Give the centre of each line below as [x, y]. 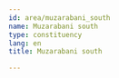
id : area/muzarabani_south [59, 18]
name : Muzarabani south [54, 26]
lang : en [25, 43]
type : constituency [45, 34]
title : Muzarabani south [55, 52]
